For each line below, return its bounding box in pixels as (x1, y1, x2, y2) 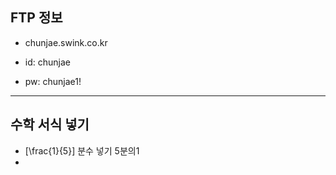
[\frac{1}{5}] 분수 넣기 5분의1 (24, 144, 140, 157)
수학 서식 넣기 (10, 116, 90, 133)
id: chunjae (24, 56, 71, 68)
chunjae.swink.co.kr (24, 36, 108, 48)
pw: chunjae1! (24, 75, 82, 87)
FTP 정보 (10, 9, 63, 27)
